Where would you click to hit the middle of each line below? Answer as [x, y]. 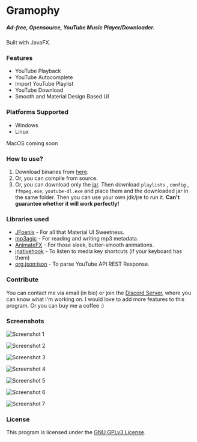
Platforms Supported [38, 112]
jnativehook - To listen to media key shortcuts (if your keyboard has [98, 251]
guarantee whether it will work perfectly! [67, 204]
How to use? [25, 158]
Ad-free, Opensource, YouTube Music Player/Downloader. [80, 27]
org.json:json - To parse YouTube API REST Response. [82, 264]
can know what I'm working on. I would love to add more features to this [95, 299]
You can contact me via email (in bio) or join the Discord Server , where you [99, 293]
